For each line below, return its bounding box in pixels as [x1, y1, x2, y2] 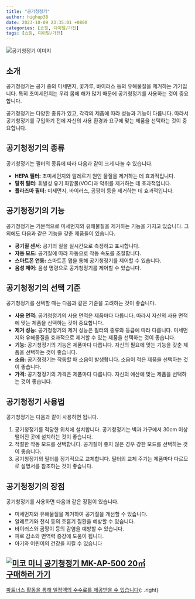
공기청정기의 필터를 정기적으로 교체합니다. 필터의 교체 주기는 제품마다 [14, 455, 173, 462]
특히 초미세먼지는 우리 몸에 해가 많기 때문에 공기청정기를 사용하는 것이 [18, 90, 178, 97]
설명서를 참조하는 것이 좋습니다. [20, 462, 93, 469]
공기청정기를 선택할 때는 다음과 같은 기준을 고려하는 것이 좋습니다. [6, 299, 156, 307]
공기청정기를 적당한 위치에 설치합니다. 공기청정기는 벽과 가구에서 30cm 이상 [14, 426, 189, 433]
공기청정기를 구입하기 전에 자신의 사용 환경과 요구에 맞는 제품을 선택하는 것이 [6, 117, 182, 124]
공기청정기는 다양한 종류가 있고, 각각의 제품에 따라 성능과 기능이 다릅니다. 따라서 [6, 110, 189, 117]
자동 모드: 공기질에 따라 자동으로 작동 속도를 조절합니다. [14, 250, 142, 257]
